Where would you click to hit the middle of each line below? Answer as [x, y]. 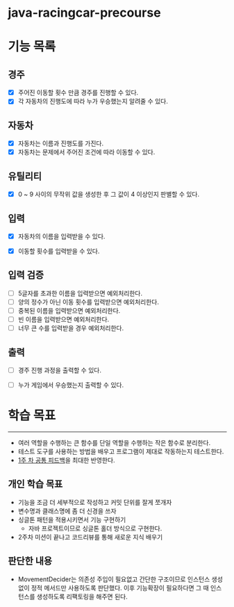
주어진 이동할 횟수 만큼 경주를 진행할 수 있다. [78, 92]
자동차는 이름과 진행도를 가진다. [60, 143]
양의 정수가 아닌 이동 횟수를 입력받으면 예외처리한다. [88, 302]
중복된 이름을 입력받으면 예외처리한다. [69, 310]
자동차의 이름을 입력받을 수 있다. [61, 236]
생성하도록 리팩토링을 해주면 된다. [82, 597]
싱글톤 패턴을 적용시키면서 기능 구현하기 [72, 519]
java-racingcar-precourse [85, 13]
